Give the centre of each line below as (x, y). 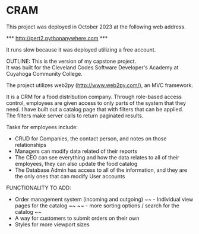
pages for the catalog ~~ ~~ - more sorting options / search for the (97, 206)
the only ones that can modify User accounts (70, 176)
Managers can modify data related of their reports (76, 151)
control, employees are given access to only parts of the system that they (96, 103)
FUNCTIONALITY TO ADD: (39, 188)
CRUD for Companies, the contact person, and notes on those (91, 138)
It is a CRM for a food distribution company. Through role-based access (94, 97)
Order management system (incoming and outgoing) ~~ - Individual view (104, 199)
